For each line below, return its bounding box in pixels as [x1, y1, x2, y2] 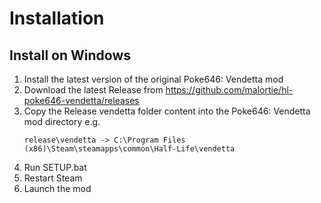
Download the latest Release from [23, 84, 164, 96]
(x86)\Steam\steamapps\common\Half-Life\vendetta [23, 144, 236, 154]
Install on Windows [9, 47, 131, 64]
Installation [9, 7, 105, 30]
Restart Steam [23, 172, 83, 184]
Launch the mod [23, 183, 92, 194]
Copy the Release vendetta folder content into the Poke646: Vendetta [23, 105, 311, 117]
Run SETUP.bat [23, 162, 87, 173]
